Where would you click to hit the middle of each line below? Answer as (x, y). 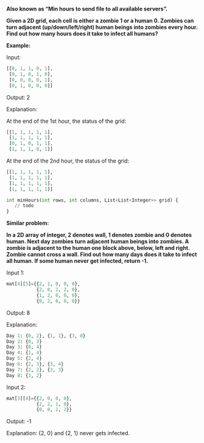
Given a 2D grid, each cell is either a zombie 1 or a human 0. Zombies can (100, 20)
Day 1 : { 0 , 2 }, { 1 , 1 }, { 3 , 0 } (46, 335)
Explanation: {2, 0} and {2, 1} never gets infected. (68, 433)
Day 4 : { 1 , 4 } (24, 353)
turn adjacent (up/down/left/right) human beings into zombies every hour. (102, 27)
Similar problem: (28, 223)
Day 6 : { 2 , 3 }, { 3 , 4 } (35, 364)
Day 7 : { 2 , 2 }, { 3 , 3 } (35, 370)
